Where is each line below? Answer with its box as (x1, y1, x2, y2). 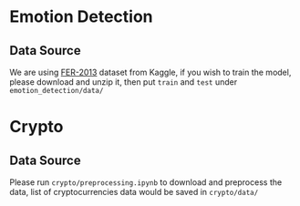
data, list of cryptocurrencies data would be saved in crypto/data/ (9, 187, 259, 197)
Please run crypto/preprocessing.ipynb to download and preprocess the (9, 177, 283, 188)
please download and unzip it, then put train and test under (9, 77, 238, 88)
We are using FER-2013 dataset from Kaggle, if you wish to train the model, (9, 67, 292, 77)
